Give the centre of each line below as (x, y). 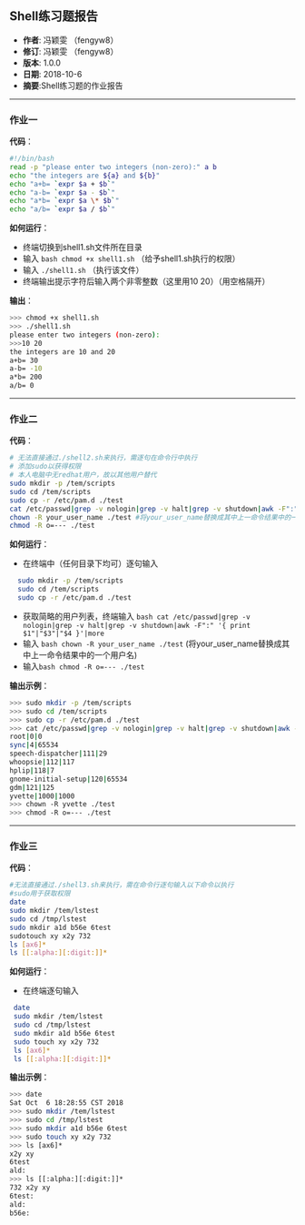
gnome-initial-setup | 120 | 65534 (69, 779)
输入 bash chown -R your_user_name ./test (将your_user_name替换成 (152, 643)
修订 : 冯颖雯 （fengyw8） (70, 51)
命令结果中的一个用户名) (92, 654)
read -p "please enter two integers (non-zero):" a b (113, 167)
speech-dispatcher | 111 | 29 (58, 754)
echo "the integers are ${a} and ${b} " (85, 176)
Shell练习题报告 (54, 16)
